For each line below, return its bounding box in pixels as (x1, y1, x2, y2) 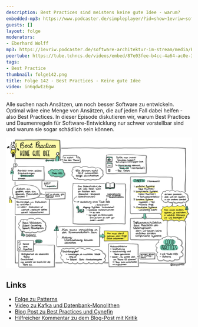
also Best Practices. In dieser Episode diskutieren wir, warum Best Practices (6, 114, 190, 121)
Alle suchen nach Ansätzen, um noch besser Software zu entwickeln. (6, 101, 174, 108)
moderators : (6, 34, 35, 41)
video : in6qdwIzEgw (6, 84, 54, 90)
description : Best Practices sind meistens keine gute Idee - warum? (6, 9, 181, 15)
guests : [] (6, 22, 33, 28)
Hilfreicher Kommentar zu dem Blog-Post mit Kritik (14, 315, 138, 322)
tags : (6, 59, 19, 65)
